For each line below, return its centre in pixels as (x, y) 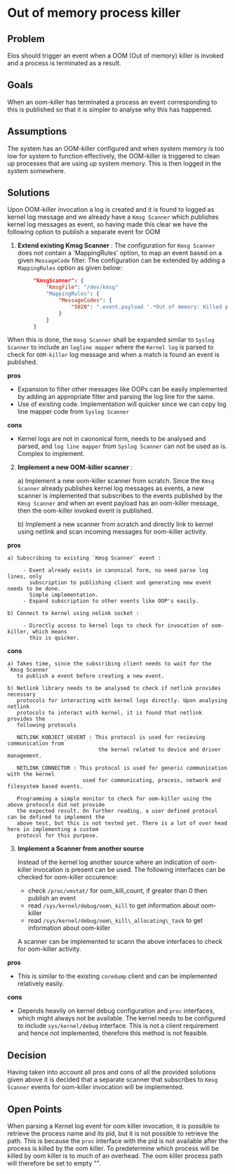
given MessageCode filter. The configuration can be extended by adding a (121, 260)
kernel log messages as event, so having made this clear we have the (108, 224)
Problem (26, 39)
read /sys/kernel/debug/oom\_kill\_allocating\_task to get (115, 921)
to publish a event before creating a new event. (90, 676)
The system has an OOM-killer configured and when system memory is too (116, 148)
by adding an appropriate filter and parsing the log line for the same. (116, 397)
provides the (26, 719)
